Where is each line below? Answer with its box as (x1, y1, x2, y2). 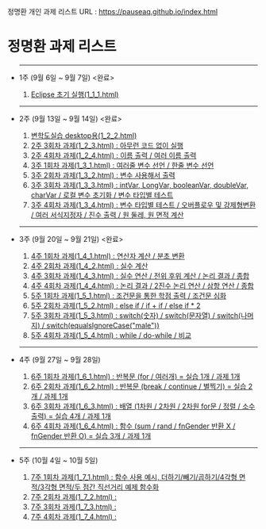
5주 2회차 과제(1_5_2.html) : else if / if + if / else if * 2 (30, 301, 201, 310)
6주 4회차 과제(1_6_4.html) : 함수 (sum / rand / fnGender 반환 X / (30, 421, 236, 431)
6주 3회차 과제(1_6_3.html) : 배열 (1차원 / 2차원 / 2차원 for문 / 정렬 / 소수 (30, 401, 256, 411)
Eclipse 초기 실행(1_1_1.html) (30, 90, 119, 99)
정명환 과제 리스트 (7, 38, 117, 56)
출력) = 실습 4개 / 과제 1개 (30, 411, 112, 420)
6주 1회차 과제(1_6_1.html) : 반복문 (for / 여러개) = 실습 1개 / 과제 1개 (30, 371, 241, 381)
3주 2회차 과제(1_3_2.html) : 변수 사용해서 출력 (30, 170, 175, 180)
